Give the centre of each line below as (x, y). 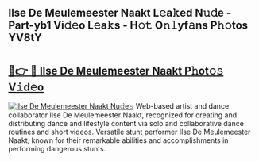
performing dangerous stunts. (57, 149)
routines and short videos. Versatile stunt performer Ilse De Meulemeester (129, 132)
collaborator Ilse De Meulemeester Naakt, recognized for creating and (123, 115)
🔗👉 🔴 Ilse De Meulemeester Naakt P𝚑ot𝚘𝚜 (116, 71)
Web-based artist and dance (182, 106)
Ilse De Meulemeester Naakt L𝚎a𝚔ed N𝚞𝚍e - (120, 13)
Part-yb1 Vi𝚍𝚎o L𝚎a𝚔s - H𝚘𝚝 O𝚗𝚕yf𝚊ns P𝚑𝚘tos (128, 26)
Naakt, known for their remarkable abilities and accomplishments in (118, 140)
